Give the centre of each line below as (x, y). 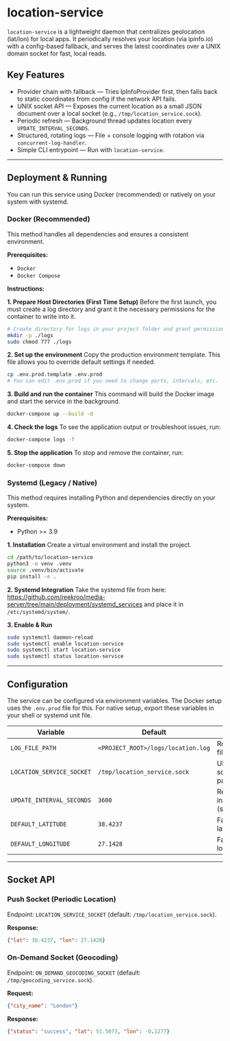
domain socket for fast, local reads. (57, 53)
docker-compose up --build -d (50, 414)
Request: (20, 993)
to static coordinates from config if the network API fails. (97, 99)
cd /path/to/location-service (50, 558)
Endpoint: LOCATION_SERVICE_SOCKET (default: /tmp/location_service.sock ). (112, 914)
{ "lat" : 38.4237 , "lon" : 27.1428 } (56, 940)
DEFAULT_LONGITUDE (40, 844)
